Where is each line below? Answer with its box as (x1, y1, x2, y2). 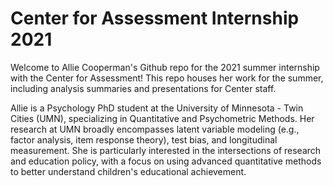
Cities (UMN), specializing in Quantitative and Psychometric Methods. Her (10, 112, 315, 124)
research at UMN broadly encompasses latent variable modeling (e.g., (10, 123, 300, 135)
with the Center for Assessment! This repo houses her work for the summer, (10, 72, 324, 84)
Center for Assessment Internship (10, 7, 300, 30)
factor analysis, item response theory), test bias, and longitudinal (10, 133, 278, 146)
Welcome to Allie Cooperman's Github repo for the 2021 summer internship (10, 61, 320, 73)
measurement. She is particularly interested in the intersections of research (10, 144, 322, 156)
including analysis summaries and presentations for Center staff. (10, 82, 277, 94)
